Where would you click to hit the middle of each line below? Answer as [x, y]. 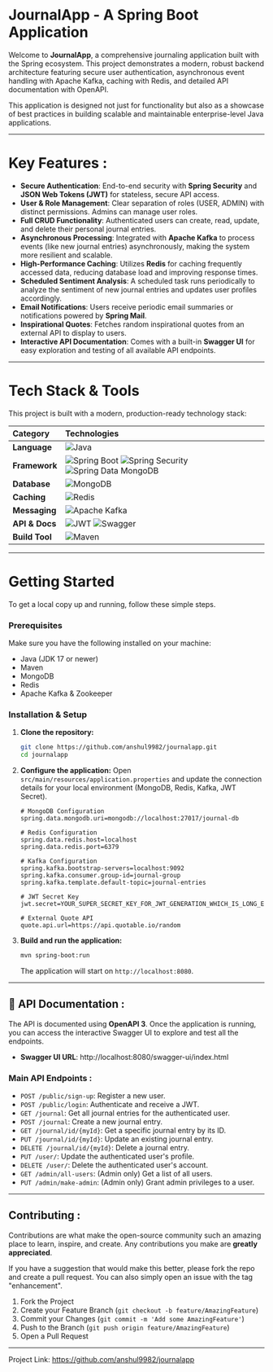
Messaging [35, 510]
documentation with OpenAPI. [58, 89]
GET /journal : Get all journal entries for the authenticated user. [125, 1113]
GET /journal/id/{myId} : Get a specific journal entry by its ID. [123, 1131]
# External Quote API [56, 918]
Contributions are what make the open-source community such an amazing [135, 1235]
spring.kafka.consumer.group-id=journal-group [100, 876]
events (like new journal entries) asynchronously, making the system [135, 246]
